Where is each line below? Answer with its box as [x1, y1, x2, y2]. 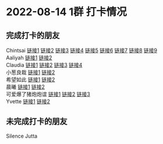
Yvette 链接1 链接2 [6, 98, 51, 105]
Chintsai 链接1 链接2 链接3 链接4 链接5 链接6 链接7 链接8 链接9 [6, 47, 157, 54]
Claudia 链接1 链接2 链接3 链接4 [6, 62, 83, 68]
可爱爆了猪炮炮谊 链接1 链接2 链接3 [6, 91, 90, 97]
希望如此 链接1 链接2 [6, 76, 55, 83]
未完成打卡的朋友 [6, 117, 68, 127]
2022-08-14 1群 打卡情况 [6, 5, 127, 19]
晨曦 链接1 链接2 [6, 83, 45, 90]
